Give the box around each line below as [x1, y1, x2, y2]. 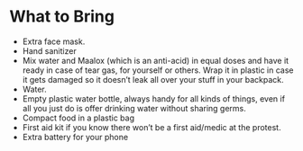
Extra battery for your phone [22, 131, 129, 142]
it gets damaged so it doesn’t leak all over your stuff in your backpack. [22, 74, 284, 84]
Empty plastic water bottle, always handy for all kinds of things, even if [22, 93, 286, 104]
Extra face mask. [22, 36, 86, 47]
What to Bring [9, 6, 115, 27]
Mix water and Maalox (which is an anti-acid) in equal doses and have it [22, 55, 289, 66]
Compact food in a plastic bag [22, 112, 135, 123]
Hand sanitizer [22, 45, 77, 56]
